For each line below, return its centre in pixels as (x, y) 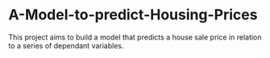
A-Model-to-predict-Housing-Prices (133, 15)
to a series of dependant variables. (66, 45)
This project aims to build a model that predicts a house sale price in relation (135, 37)
